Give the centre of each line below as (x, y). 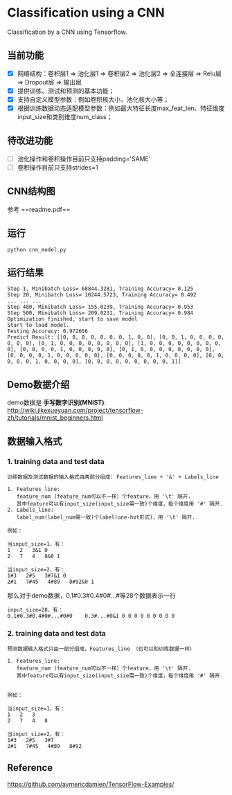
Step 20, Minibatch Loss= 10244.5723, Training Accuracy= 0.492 (102, 295)
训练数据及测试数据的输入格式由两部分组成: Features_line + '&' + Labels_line (113, 477)
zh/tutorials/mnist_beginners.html (55, 418)
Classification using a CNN (86, 13)
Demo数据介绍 (38, 385)
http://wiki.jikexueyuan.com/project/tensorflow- (75, 411)
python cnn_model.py (37, 250)
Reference (30, 768)
